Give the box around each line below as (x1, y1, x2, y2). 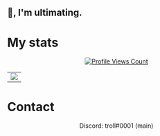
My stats (7, 35, 59, 50)
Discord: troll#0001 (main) (79, 122, 154, 130)
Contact (7, 99, 55, 115)
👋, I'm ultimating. (7, 7, 82, 19)
